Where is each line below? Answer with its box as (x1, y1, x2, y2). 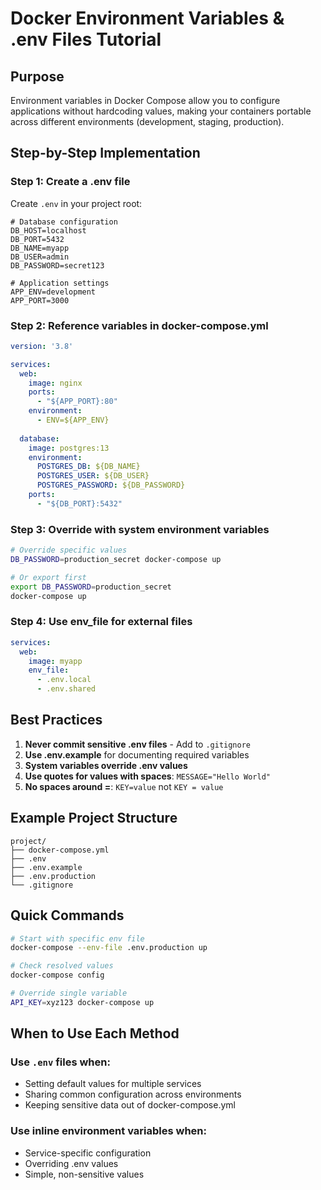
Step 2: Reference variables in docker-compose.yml (10, 318, 269, 332)
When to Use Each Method (10, 1025, 180, 1042)
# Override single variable (10, 988, 128, 999)
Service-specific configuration (24, 1147, 152, 1159)
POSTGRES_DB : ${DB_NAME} (36, 462, 141, 472)
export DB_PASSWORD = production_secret (10, 582, 172, 592)
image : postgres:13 (28, 443, 110, 453)
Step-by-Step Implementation (10, 145, 201, 162)
